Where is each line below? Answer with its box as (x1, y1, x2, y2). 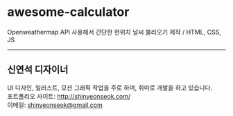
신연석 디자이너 (7, 64, 69, 76)
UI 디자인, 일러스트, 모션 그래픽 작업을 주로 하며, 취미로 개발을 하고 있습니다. (7, 84, 213, 92)
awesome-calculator (7, 4, 130, 20)
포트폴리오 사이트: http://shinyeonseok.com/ (7, 92, 130, 100)
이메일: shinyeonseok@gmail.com (7, 101, 103, 109)
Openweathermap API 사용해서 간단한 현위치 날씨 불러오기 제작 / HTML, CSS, (7, 28, 222, 36)
